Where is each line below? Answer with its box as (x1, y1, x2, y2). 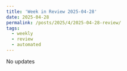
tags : (6, 25, 20, 31)
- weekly (11, 31, 33, 37)
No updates (6, 57, 35, 65)
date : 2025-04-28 (6, 14, 49, 20)
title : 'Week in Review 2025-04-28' (6, 8, 97, 15)
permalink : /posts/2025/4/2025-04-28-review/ (6, 20, 121, 25)
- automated (11, 42, 42, 48)
